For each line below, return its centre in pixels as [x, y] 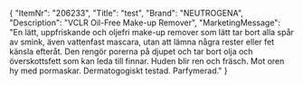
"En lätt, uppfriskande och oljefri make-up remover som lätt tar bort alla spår [151, 32]
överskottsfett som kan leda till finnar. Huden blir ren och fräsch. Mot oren [147, 61]
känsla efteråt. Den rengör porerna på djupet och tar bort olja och [131, 52]
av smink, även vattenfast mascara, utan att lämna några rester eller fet [142, 42]
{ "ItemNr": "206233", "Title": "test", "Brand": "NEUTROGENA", [127, 13]
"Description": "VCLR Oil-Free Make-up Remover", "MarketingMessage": [145, 23]
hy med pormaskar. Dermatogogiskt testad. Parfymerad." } [118, 71]
